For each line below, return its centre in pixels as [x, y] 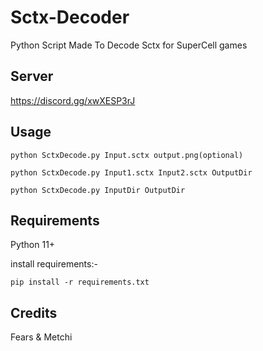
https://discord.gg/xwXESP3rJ [73, 100]
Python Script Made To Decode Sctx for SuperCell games [129, 45]
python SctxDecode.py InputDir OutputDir [98, 190]
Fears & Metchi [41, 337]
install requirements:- [54, 264]
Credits [34, 312]
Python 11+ [33, 245]
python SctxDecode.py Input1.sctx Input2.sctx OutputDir [131, 172]
